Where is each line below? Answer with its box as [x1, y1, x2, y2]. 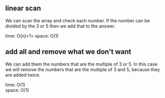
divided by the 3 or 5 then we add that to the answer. [5, 23, 115, 29]
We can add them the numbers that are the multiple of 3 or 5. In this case [5, 61, 158, 67]
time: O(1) [5, 81, 25, 88]
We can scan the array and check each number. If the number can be [5, 17, 150, 23]
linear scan [5, 4, 42, 13]
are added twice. [5, 72, 40, 78]
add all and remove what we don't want [5, 48, 132, 56]
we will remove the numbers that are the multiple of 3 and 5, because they [5, 66, 160, 73]
